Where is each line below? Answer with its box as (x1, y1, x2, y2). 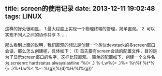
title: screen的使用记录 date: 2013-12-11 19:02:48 (5, 4, 155, 13)
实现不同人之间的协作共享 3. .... (5, 32, 67, 38)
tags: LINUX (5, 13, 42, 21)
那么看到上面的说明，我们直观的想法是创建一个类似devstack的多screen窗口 (5, 42, 156, 48)
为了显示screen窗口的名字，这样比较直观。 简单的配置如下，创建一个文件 (5, 54, 151, 60)
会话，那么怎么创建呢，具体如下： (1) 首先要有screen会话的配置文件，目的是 (5, 48, 157, 54)
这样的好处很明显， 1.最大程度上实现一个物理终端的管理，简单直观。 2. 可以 (5, 25, 156, 31)
